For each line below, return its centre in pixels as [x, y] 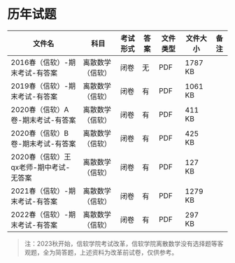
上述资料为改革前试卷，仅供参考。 [129, 252]
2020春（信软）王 [41, 157]
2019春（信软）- [40, 86]
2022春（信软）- [40, 214]
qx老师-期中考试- [41, 167]
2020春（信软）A [40, 109]
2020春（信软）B [40, 133]
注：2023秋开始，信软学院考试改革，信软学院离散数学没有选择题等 [121, 243]
